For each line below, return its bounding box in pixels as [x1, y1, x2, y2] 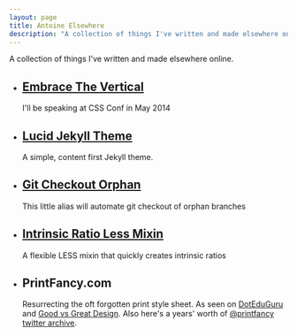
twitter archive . [21, 317, 78, 328]
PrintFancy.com [21, 276, 112, 291]
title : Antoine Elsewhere [9, 21, 104, 30]
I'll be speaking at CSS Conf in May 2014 [21, 103, 171, 113]
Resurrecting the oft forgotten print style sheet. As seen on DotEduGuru [21, 299, 284, 309]
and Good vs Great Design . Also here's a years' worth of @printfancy [21, 309, 275, 319]
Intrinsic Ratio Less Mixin [21, 226, 164, 241]
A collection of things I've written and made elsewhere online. [9, 54, 234, 65]
